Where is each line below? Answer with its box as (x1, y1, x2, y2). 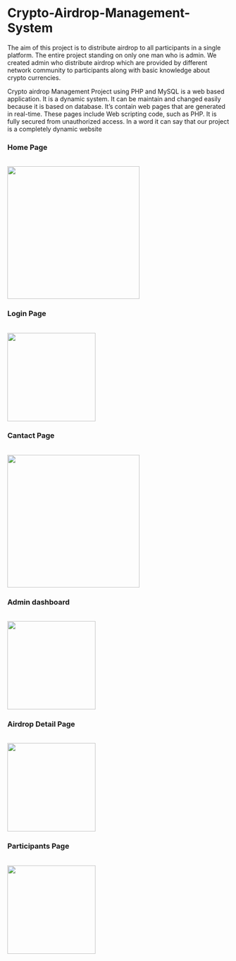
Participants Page (7, 841, 70, 851)
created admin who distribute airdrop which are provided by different (7, 58, 208, 66)
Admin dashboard (7, 597, 70, 607)
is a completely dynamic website (7, 124, 102, 133)
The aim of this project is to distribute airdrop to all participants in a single (7, 43, 221, 52)
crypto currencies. (7, 73, 61, 82)
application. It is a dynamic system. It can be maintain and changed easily (7, 94, 221, 103)
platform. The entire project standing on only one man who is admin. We (7, 51, 217, 59)
